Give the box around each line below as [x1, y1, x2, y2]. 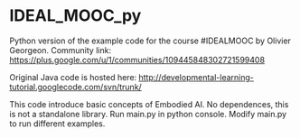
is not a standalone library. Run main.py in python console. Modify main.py [9, 108, 287, 119]
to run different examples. [9, 118, 106, 129]
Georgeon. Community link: [9, 44, 111, 55]
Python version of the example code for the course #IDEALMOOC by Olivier [9, 35, 292, 46]
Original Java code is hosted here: [9, 71, 137, 82]
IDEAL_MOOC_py [9, 5, 142, 26]
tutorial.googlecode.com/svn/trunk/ [9, 81, 142, 92]
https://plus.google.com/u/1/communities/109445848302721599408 [9, 54, 265, 65]
